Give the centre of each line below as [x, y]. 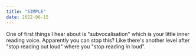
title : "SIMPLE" [26, 11]
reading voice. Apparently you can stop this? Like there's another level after [98, 40]
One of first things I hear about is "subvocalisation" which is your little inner [98, 34]
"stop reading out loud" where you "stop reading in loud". [76, 46]
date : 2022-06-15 [27, 17]
